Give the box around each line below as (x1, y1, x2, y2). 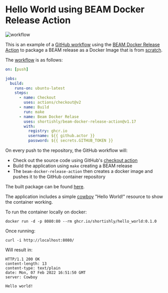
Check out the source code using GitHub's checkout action (12, 158, 138, 164)
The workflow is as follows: (5, 56, 63, 63)
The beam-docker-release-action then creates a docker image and (12, 168, 153, 174)
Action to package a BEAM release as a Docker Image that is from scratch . (5, 47, 163, 53)
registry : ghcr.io (28, 128, 68, 134)
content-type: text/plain (5, 266, 60, 271)
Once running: (5, 228, 36, 234)
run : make (24, 109, 45, 114)
